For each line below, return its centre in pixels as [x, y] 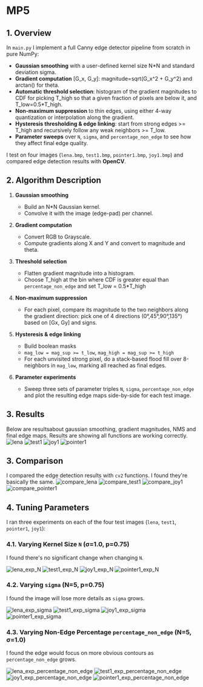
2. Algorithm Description [54, 181]
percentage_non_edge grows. [42, 660]
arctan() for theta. [37, 85]
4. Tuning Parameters [48, 507]
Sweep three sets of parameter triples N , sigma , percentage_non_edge [109, 388]
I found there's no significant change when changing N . [75, 557]
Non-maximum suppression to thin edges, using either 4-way [93, 111]
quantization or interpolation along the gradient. [75, 117]
